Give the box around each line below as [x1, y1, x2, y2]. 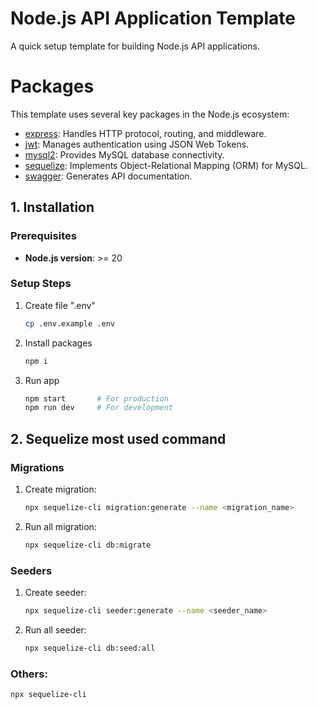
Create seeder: [24, 587, 87, 599]
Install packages [24, 337, 93, 349]
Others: [10, 667, 48, 681]
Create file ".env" [24, 299, 96, 311]
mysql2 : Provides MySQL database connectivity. [24, 148, 225, 161]
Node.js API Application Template [10, 7, 296, 30]
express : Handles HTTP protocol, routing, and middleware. [24, 127, 267, 139]
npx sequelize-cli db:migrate [24, 540, 152, 550]
